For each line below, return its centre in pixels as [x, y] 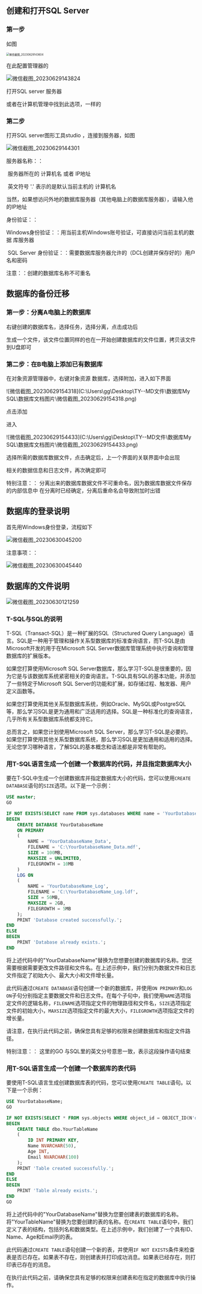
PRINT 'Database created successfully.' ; [69, 920]
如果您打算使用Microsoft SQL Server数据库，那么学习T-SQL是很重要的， [96, 668]
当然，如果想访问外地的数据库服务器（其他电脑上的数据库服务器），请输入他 [100, 199]
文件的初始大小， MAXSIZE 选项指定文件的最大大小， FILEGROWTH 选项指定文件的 [100, 1010]
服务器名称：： [25, 161]
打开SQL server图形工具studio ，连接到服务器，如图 [71, 135]
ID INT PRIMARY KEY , [54, 1140]
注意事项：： [22, 552]
